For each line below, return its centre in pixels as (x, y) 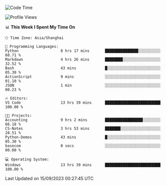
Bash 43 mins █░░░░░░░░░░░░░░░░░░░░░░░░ (83, 68)
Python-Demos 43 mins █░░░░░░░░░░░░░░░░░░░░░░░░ (83, 137)
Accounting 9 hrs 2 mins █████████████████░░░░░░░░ (83, 120)
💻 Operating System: (27, 159)
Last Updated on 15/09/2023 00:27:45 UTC (50, 178)
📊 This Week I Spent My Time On (40, 27)
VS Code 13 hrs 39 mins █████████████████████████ (83, 103)
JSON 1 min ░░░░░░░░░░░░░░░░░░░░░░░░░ (83, 85)
